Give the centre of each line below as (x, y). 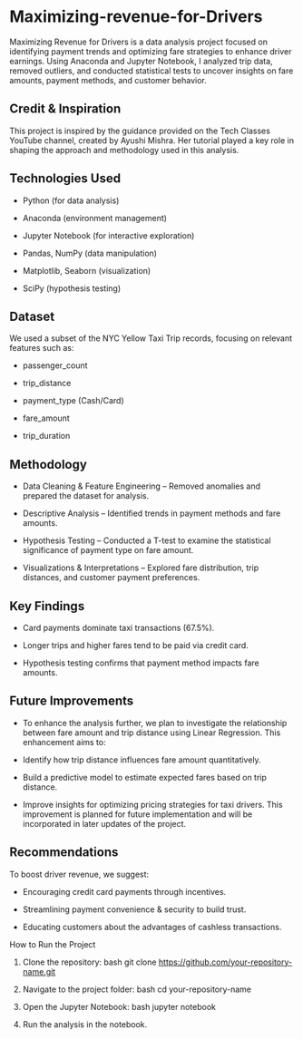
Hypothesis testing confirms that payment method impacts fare (141, 663)
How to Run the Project (53, 944)
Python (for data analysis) (71, 200)
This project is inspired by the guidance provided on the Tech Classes (140, 131)
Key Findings (47, 606)
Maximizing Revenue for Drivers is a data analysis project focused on (138, 42)
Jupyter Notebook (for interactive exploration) (108, 235)
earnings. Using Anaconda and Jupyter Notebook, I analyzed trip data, (142, 61)
